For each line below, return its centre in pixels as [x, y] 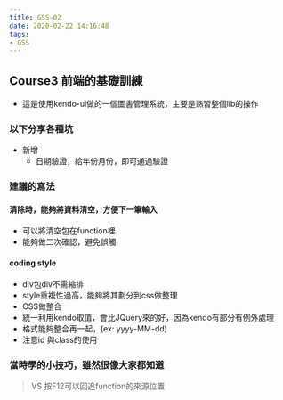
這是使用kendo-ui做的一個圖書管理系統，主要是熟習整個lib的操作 [141, 104]
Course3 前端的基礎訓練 [76, 81]
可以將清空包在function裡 [69, 231]
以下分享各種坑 [41, 128]
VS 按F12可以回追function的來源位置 [98, 386]
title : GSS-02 [36, 17]
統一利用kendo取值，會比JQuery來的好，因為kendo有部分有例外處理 [148, 317]
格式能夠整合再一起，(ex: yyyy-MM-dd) [94, 328]
